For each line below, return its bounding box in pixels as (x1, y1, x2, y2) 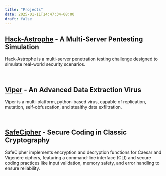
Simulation (5, 43, 39, 51)
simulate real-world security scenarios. (5, 61, 86, 67)
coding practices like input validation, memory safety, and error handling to (5, 160, 160, 166)
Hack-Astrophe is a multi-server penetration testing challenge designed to (5, 56, 158, 62)
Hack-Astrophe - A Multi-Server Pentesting (5, 35, 143, 43)
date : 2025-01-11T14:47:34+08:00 (5, 12, 75, 17)
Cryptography (5, 136, 50, 145)
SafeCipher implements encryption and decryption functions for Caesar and (5, 149, 162, 155)
